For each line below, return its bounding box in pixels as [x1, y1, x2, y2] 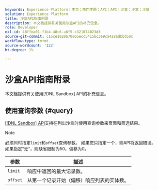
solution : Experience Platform [5, 12, 68, 16]
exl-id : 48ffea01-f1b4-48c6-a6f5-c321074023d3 [5, 29, 101, 34]
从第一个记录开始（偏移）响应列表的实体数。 [27, 177, 129, 184]
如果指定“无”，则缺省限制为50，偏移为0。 [5, 146, 89, 152]
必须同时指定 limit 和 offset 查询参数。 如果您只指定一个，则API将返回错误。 [5, 140, 156, 146]
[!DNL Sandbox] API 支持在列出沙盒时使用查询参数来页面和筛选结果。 [5, 120, 143, 126]
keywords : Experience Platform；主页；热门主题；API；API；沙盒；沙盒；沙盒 [5, 7, 150, 12]
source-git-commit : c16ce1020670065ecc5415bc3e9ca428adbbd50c [5, 34, 133, 39]
